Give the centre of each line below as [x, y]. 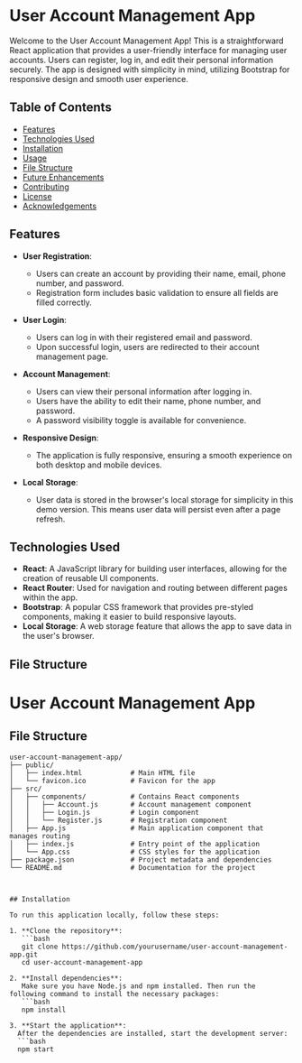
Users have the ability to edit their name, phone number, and [148, 401]
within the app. [50, 597]
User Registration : [57, 256]
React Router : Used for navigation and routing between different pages [155, 588]
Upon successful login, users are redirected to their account [147, 347]
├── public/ [32, 765]
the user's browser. [58, 636]
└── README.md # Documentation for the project [133, 867]
